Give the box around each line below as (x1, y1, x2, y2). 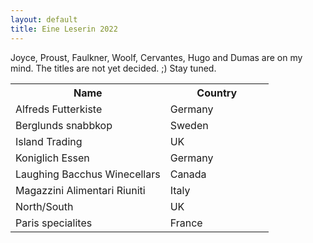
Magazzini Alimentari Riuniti (15, 183, 146, 197)
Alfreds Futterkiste (15, 102, 103, 116)
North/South (15, 199, 74, 213)
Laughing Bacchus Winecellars (15, 167, 161, 181)
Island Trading (15, 134, 83, 148)
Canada (169, 167, 207, 181)
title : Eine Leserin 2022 (10, 24, 118, 34)
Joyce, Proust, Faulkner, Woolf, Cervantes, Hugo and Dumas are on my (10, 51, 303, 63)
